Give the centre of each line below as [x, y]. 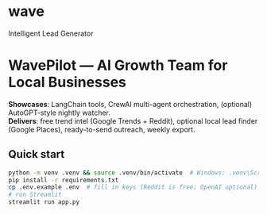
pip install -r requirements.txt [64, 180]
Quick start [37, 154]
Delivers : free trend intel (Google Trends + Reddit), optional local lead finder [133, 120]
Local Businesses [68, 82]
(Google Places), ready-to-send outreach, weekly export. [102, 129]
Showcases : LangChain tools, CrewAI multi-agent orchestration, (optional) [130, 104]
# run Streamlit [35, 195]
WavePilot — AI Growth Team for [118, 65]
